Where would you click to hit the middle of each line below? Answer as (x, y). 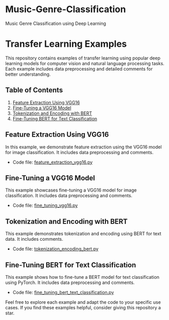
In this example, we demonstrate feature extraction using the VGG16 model (83, 147)
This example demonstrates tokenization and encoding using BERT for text (83, 234)
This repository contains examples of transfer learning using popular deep (83, 58)
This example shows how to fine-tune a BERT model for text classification (82, 277)
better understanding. (28, 74)
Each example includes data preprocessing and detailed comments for (79, 69)
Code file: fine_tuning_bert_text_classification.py (63, 292)
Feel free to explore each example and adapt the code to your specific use (83, 302)
